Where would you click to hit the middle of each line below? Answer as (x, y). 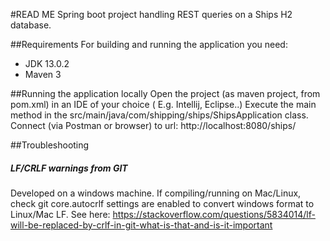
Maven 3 (43, 74)
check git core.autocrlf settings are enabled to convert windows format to (162, 203)
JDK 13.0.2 (47, 63)
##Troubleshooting (50, 145)
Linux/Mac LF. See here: (60, 214)
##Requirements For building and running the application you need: (149, 44)
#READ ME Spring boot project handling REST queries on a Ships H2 (151, 14)
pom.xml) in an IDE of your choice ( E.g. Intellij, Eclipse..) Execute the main (163, 104)
